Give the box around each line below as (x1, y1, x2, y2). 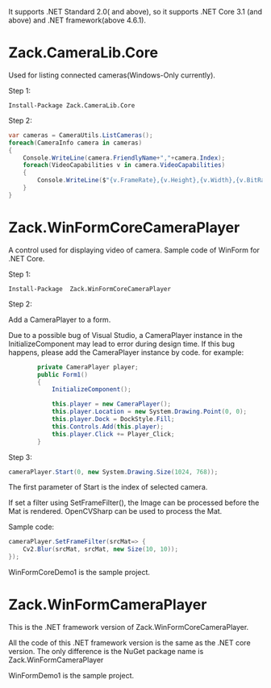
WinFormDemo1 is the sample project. (8, 670, 135, 680)
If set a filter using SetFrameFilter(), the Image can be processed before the (8, 498, 260, 507)
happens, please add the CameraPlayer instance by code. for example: (8, 347, 244, 357)
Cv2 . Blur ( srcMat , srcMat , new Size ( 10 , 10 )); (23, 545, 179, 553)
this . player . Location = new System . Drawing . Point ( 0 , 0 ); (51, 407, 248, 416)
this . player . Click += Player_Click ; (51, 430, 175, 438)
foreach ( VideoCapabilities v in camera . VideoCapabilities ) (23, 161, 226, 169)
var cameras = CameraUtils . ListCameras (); (8, 131, 153, 140)
